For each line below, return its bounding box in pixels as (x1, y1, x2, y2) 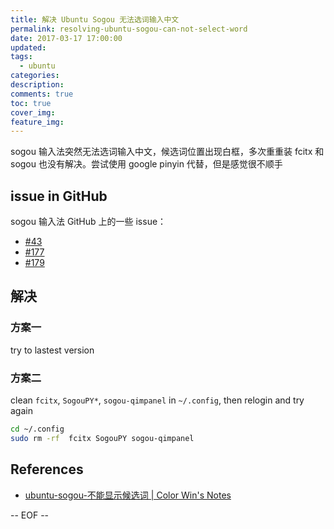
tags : (10, 52, 33, 62)
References (10, 461, 84, 478)
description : (10, 80, 65, 90)
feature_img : (10, 117, 65, 127)
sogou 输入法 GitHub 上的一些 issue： (10, 216, 167, 228)
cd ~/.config (10, 424, 65, 435)
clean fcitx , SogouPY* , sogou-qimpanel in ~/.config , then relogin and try (10, 394, 305, 406)
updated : (10, 42, 47, 53)
